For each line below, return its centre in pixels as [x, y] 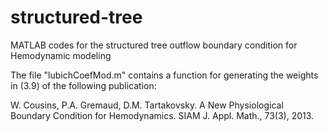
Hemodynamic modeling [61, 55]
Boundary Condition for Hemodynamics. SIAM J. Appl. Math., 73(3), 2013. [162, 115]
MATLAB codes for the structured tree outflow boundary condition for [154, 45]
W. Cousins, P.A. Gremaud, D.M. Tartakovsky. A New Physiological [147, 105]
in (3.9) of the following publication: [83, 85]
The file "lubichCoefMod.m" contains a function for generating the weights [164, 75]
